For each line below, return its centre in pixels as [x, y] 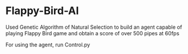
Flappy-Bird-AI [42, 11]
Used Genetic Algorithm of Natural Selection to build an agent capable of [94, 27]
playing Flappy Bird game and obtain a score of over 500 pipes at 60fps [93, 33]
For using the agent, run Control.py [48, 45]
